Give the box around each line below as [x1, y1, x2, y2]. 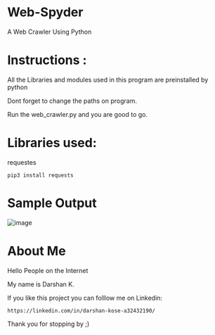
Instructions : [7, 52, 87, 68]
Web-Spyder [7, 4, 84, 20]
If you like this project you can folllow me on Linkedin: [7, 293, 163, 302]
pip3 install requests [7, 172, 74, 179]
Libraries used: [7, 135, 97, 151]
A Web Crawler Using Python [7, 27, 92, 36]
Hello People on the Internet [7, 266, 89, 274]
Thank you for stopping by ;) [7, 320, 90, 328]
